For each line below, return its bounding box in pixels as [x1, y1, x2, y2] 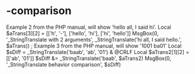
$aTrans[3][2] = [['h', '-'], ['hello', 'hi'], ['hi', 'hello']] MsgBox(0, [6, 29, 159, 36]
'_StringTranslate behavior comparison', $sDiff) [6, 60, 122, 68]
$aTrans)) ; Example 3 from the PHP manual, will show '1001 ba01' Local [6, 42, 182, 49]
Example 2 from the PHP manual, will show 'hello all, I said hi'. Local [6, 23, 171, 31]
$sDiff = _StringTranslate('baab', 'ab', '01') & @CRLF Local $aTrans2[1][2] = [6, 48, 190, 55]
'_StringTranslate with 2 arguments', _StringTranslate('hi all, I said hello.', [6, 36, 182, 43]
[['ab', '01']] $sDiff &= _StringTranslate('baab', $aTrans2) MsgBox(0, [6, 55, 172, 62]
